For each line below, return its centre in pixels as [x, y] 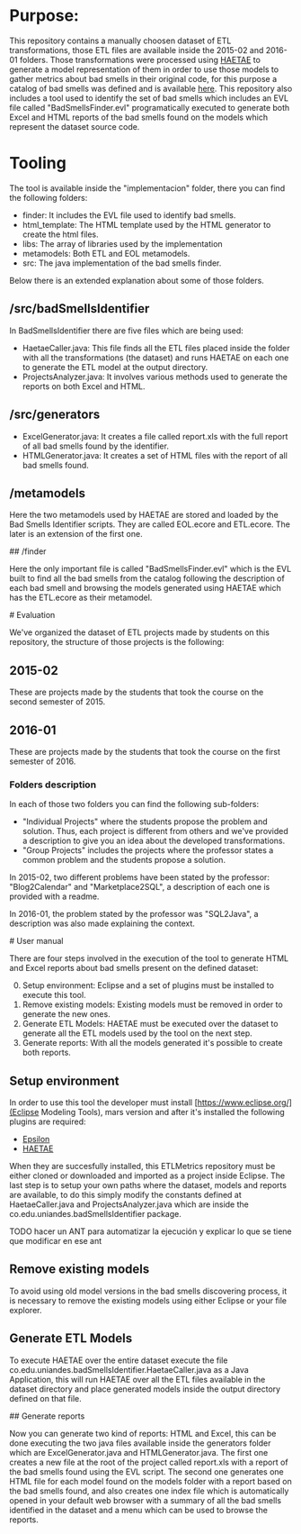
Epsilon [36, 1139]
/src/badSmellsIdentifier [80, 309]
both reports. [47, 1053]
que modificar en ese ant [56, 1241]
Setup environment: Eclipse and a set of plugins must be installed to [148, 985]
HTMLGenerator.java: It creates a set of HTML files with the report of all [155, 455]
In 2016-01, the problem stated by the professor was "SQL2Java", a [134, 914]
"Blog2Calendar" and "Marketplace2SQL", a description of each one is [140, 887]
